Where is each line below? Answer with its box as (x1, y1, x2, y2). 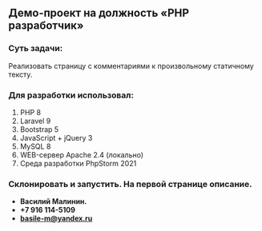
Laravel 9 (19, 116, 51, 125)
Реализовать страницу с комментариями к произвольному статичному (8, 61, 254, 70)
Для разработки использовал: (8, 90, 135, 101)
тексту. (8, 70, 33, 79)
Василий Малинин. (19, 197, 87, 206)
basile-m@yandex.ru (19, 213, 93, 223)
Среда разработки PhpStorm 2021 (19, 158, 137, 168)
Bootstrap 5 (19, 124, 59, 134)
